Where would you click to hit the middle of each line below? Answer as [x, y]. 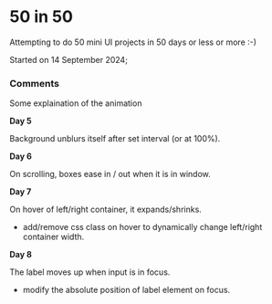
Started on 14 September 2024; [68, 59]
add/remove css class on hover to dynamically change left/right [142, 227]
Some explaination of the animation [76, 103]
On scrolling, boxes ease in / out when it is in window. [110, 174]
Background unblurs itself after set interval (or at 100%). [115, 139]
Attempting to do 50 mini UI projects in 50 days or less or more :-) [133, 42]
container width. [53, 237]
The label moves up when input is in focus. [90, 272]
